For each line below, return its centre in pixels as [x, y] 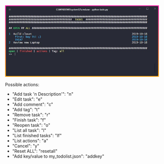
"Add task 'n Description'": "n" [43, 94]
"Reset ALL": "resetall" [35, 151]
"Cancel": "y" [26, 146]
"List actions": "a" [30, 141]
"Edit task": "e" [27, 99]
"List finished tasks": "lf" [37, 136]
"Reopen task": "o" [31, 125]
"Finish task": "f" [29, 120]
